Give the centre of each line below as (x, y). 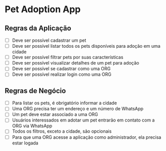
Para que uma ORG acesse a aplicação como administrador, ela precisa (87, 137)
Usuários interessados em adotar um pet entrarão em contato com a (83, 120)
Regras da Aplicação (38, 28)
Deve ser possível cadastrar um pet (49, 40)
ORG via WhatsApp (32, 126)
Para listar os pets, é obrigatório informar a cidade (65, 103)
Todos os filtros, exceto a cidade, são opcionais (62, 131)
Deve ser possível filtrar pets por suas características (68, 57)
